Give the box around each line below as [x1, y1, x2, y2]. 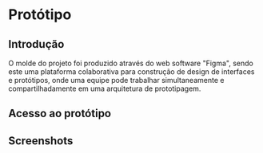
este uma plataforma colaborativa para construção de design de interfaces [8, 67, 255, 76]
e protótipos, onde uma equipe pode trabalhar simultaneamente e [8, 76, 225, 84]
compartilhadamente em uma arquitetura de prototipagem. [8, 84, 201, 93]
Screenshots [8, 134, 74, 147]
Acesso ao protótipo [8, 107, 112, 120]
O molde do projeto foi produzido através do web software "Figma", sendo [8, 58, 253, 68]
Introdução [8, 37, 65, 51]
